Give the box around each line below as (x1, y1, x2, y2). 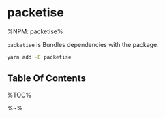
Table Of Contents (7, 73, 87, 85)
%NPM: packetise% (7, 27, 63, 35)
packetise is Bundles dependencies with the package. (7, 40, 159, 48)
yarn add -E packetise (7, 53, 72, 61)
